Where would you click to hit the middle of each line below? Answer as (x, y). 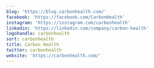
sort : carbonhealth (30, 39)
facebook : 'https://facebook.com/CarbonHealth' (66, 17)
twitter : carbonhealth (34, 50)
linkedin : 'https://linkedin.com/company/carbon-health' (78, 28)
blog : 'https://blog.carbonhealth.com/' (57, 12)
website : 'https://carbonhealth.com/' (54, 56)
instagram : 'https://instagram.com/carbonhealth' (68, 22)
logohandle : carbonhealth (38, 34)
